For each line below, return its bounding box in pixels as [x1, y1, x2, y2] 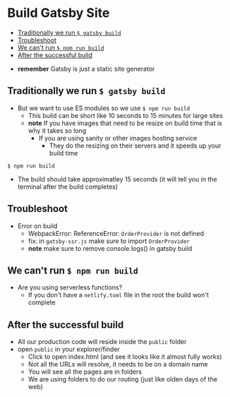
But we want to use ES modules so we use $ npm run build [17, 104, 190, 112]
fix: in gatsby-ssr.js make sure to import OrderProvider [28, 237, 190, 245]
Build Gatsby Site [7, 5, 110, 21]
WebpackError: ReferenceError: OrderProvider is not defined [28, 229, 205, 237]
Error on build [17, 221, 58, 230]
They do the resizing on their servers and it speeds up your [49, 141, 222, 150]
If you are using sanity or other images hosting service [38, 134, 198, 142]
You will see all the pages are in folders [28, 367, 143, 376]
